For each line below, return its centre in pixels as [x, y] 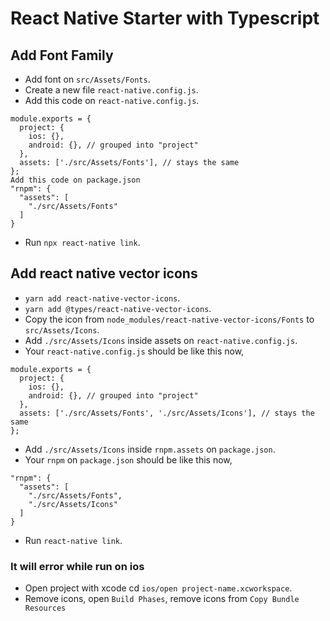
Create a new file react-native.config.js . [111, 90]
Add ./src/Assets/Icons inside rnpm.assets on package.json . [150, 449]
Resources [45, 608]
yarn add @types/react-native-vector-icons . [118, 308]
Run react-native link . [73, 540]
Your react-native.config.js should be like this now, [134, 351]
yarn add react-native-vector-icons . [102, 298]
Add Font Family [62, 55]
